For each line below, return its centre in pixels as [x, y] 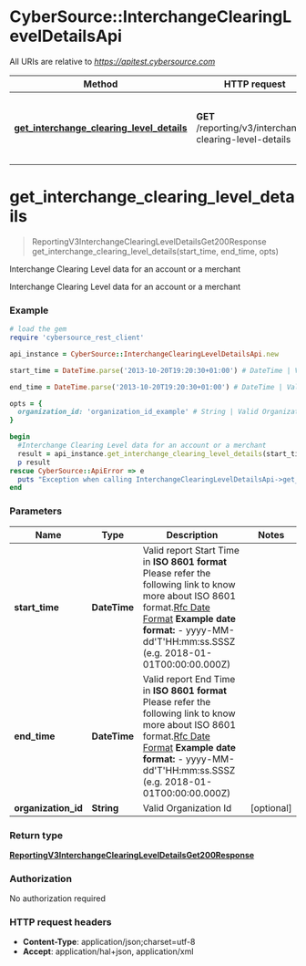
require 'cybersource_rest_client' [77, 338]
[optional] [271, 807]
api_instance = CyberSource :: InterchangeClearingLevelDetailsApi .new [144, 354]
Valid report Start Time [191, 550]
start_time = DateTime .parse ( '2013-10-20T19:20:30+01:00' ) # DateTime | [150, 370]
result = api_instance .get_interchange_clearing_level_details [140, 453]
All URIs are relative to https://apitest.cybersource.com [112, 61]
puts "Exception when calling [75, 479]
